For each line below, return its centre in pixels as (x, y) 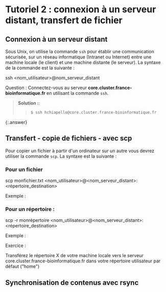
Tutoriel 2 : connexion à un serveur (81, 9)
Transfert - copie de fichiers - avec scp (69, 139)
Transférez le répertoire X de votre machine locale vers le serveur (75, 256)
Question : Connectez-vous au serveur (46, 88)
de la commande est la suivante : (40, 68)
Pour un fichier (24, 169)
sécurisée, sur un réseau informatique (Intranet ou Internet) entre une (78, 57)
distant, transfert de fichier (64, 20)
